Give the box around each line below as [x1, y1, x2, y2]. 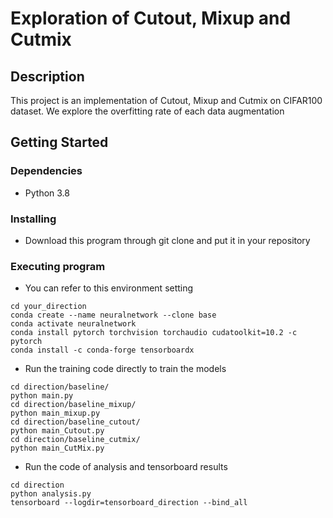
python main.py [10, 391, 74, 401]
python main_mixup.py [10, 408, 101, 419]
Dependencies [10, 164, 83, 178]
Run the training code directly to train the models [24, 363, 227, 375]
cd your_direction [10, 302, 87, 312]
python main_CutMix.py [10, 443, 105, 454]
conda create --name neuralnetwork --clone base [10, 310, 217, 321]
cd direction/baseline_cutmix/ [10, 435, 141, 445]
